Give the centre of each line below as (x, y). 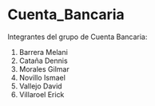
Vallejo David (40, 86)
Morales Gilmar (44, 69)
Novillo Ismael (42, 77)
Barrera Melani (44, 52)
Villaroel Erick (42, 94)
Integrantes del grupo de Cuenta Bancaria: (77, 37)
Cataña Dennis (44, 61)
